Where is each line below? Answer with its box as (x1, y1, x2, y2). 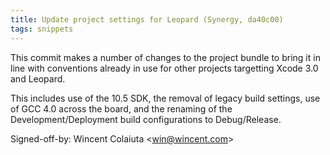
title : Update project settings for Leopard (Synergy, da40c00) (10, 14, 284, 25)
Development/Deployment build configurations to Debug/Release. (10, 113, 282, 125)
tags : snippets (10, 24, 74, 34)
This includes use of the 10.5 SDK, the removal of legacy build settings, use (10, 92, 321, 104)
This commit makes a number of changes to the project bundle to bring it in (10, 51, 321, 63)
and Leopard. (10, 72, 66, 85)
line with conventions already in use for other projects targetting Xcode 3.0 (10, 62, 319, 74)
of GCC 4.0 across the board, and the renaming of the (10, 102, 233, 115)
